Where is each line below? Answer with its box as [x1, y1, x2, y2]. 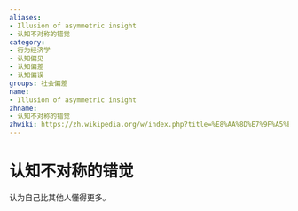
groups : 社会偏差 [9, 79, 68, 88]
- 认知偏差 [9, 63, 44, 72]
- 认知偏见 [9, 54, 44, 63]
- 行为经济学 [9, 46, 51, 55]
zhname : [9, 104, 38, 113]
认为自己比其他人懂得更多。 [9, 191, 111, 202]
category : [9, 37, 46, 47]
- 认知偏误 [9, 71, 44, 80]
